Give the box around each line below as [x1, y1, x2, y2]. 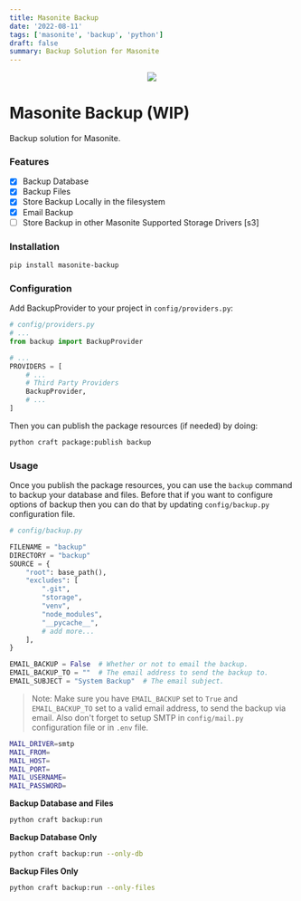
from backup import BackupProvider [9, 337, 144, 346]
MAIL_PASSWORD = [9, 781, 67, 791]
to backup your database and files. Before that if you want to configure [9, 490, 274, 501]
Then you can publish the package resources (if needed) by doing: [9, 420, 259, 431]
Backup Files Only [9, 866, 79, 877]
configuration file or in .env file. [31, 722, 149, 733]
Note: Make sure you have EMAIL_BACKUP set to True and [31, 693, 238, 704]
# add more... [42, 627, 95, 636]
